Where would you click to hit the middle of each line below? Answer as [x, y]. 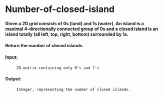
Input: [11, 57]
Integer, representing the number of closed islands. [73, 89]
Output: [13, 79]
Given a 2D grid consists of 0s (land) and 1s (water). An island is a [74, 23]
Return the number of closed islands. [44, 46]
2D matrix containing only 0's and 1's [58, 68]
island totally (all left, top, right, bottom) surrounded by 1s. [67, 34]
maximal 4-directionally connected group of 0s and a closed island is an [82, 29]
